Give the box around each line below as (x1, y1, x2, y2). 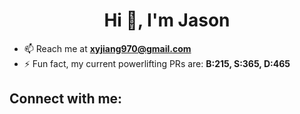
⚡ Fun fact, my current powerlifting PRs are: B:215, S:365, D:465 (23, 57, 291, 69)
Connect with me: (9, 90, 123, 108)
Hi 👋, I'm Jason (103, 9, 231, 32)
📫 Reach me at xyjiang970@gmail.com (23, 42, 192, 54)
